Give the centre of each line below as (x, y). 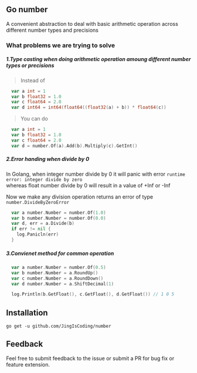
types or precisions (30, 65)
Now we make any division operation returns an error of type (80, 197)
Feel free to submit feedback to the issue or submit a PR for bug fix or (90, 358)
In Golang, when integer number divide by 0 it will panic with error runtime (96, 174)
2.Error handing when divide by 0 (48, 159)
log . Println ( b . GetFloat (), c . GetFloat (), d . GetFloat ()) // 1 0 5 (93, 294)
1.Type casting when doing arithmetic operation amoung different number (98, 59)
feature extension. (28, 364)
